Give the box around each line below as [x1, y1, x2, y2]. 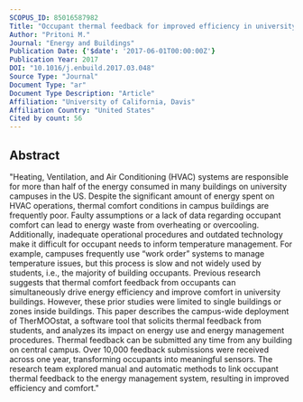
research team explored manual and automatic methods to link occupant [9, 363, 279, 374]
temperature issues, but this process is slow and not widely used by [9, 257, 262, 268]
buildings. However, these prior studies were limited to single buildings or [9, 295, 282, 307]
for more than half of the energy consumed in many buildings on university [9, 181, 287, 192]
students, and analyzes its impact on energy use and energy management [9, 324, 285, 335]
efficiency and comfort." [9, 382, 99, 393]
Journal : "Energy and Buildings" [9, 38, 135, 48]
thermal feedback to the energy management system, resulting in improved [9, 372, 289, 384]
